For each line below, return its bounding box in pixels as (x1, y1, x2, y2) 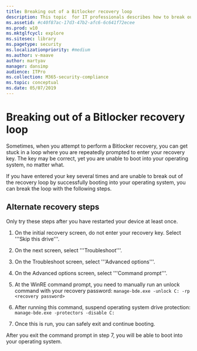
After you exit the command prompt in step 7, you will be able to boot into (6, 332, 183, 339)
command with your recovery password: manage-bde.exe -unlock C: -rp (14, 287, 190, 294)
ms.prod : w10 (6, 25, 38, 31)
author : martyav (6, 58, 46, 63)
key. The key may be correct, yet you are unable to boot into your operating (6, 155, 189, 162)
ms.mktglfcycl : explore (6, 31, 64, 36)
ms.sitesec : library (6, 36, 57, 42)
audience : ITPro (6, 69, 46, 75)
